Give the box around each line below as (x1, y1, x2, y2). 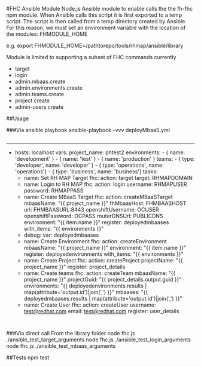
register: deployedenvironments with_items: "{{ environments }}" (23, 250, 184, 258)
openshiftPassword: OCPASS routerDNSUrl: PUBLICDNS (23, 212, 163, 219)
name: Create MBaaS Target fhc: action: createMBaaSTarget (23, 194, 173, 200)
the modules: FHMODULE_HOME (6, 30, 88, 38)
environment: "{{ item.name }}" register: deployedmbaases (23, 219, 169, 226)
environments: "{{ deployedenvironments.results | (23, 282, 147, 289)
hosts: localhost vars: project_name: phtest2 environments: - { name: (14, 149, 185, 156)
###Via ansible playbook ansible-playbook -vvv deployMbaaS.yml (6, 127, 170, 133)
